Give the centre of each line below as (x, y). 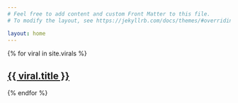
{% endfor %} (28, 93)
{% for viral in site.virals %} (47, 53)
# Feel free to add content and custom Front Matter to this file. (109, 14)
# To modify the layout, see (50, 21)
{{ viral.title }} (39, 76)
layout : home (27, 33)
